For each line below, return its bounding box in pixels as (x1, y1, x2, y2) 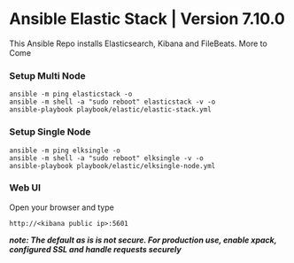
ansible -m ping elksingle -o (9, 146, 121, 155)
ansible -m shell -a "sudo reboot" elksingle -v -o (9, 153, 204, 163)
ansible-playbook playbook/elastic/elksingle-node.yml (9, 161, 216, 170)
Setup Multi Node (9, 69, 86, 81)
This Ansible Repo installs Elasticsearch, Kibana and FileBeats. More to (9, 38, 267, 49)
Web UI (9, 182, 42, 194)
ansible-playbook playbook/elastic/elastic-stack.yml (9, 105, 213, 114)
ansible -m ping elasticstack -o (9, 89, 133, 99)
